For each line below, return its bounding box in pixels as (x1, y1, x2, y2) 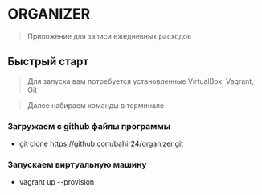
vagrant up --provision (18, 177, 95, 187)
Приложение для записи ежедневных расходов (27, 31, 192, 41)
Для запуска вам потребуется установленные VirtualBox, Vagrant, (27, 76, 254, 85)
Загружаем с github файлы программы (7, 120, 170, 131)
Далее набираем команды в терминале (27, 100, 165, 110)
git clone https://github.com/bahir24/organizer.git (18, 139, 184, 149)
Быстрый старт (7, 55, 89, 68)
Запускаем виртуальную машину (7, 159, 147, 170)
